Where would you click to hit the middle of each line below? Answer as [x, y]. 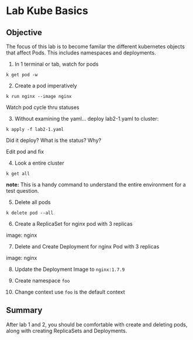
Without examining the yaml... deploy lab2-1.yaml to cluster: [87, 119]
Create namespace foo [42, 280]
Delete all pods [32, 202]
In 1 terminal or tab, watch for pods [56, 64]
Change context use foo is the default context [70, 292]
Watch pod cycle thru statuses [43, 107]
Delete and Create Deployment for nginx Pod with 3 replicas [87, 246]
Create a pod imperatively [46, 86]
